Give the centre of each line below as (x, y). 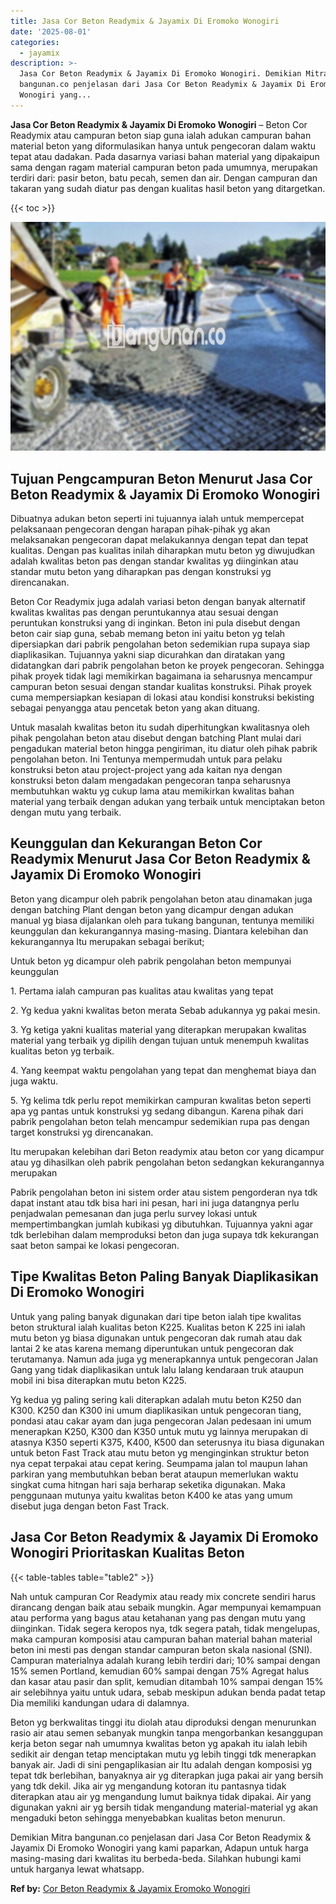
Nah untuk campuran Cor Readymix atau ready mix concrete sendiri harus (163, 1596)
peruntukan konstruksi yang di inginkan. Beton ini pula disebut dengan (155, 623)
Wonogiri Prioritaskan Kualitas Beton (127, 1553)
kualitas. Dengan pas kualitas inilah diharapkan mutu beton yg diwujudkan (163, 551)
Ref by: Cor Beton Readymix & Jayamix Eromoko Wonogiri (130, 1888)
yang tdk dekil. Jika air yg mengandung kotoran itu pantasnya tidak (148, 1786)
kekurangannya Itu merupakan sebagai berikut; (107, 941)
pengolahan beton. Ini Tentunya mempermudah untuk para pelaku (146, 759)
